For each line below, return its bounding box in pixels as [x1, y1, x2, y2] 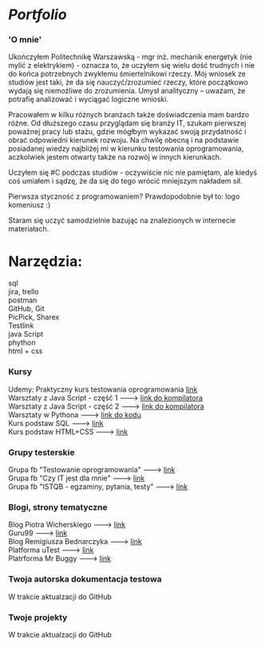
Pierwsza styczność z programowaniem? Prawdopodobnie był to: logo [8, 191, 240, 201]
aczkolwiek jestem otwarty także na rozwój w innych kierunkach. [8, 152, 222, 162]
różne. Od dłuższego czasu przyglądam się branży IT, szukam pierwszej [8, 118, 247, 128]
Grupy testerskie [8, 447, 75, 458]
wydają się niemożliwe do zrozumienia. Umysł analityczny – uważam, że [8, 86, 246, 96]
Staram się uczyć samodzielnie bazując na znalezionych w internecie [8, 215, 236, 225]
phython [8, 337, 36, 348]
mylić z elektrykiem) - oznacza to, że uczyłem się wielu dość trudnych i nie [8, 61, 255, 70]
